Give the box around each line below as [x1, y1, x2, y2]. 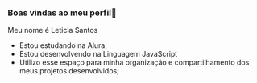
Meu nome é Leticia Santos [7, 26, 98, 35]
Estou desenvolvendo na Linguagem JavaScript [19, 49, 178, 59]
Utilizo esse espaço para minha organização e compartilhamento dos [19, 57, 250, 67]
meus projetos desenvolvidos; [19, 66, 120, 76]
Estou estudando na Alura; [19, 41, 108, 50]
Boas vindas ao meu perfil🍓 [7, 7, 118, 18]
